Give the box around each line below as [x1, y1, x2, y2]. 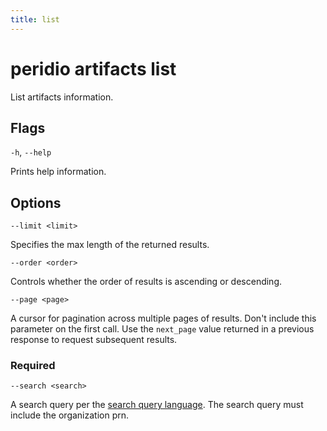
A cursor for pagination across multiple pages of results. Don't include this [10, 312, 317, 325]
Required [10, 359, 56, 373]
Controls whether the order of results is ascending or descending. [10, 276, 282, 288]
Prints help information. [10, 166, 107, 178]
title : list [10, 14, 60, 25]
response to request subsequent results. [10, 334, 178, 346]
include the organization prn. [10, 409, 130, 421]
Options [10, 194, 62, 211]
